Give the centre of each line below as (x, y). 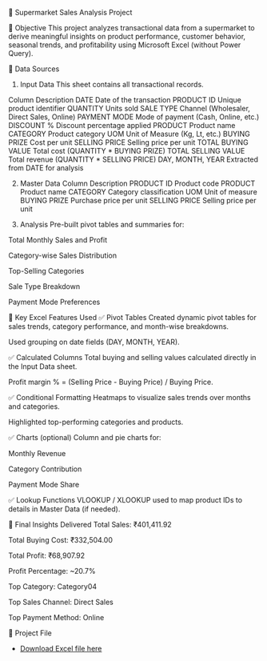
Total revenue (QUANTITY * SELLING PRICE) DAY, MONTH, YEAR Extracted (133, 159)
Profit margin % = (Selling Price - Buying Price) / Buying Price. (111, 382)
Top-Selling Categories (46, 271)
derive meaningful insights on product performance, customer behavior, (127, 36)
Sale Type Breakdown (44, 286)
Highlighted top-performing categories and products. (96, 422)
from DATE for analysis (46, 168)
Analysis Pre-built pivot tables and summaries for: (102, 224)
